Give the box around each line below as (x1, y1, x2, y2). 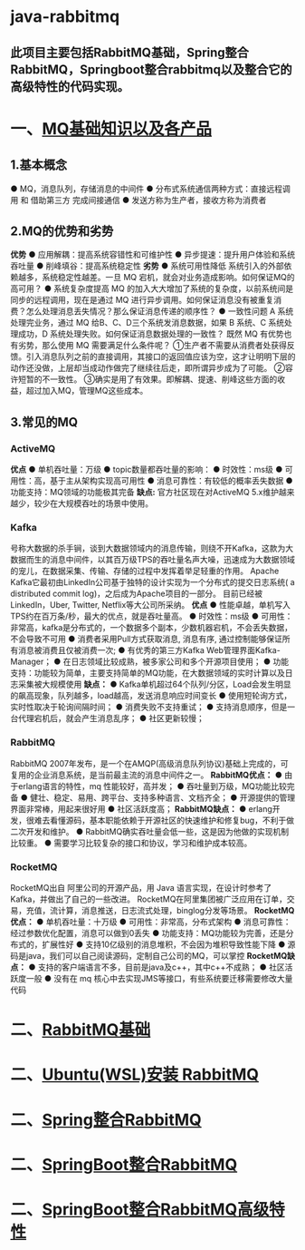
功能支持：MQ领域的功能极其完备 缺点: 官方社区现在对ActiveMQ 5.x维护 (10, 487, 280, 498)
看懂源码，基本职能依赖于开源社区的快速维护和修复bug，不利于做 (49, 815, 295, 825)
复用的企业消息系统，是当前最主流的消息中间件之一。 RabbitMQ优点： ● (10, 769, 283, 780)
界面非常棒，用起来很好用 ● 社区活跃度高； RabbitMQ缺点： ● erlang (10, 803, 272, 814)
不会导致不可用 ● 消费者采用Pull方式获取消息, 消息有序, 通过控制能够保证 (10, 633, 283, 645)
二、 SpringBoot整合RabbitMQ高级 (10, 1199, 270, 1219)
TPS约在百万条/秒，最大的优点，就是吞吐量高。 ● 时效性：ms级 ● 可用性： (10, 610, 293, 622)
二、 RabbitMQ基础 (10, 1020, 151, 1040)
